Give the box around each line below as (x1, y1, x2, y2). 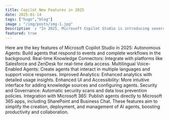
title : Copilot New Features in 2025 (5, 7, 84, 13)
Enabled (5, 66, 23, 72)
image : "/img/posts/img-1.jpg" (5, 21, 73, 27)
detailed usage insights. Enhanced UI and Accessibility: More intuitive (5, 77, 149, 83)
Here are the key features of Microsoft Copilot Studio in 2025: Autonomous (5, 45, 161, 50)
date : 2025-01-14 (5, 12, 42, 17)
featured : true (5, 31, 37, 36)
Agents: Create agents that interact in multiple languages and (23, 66, 150, 72)
